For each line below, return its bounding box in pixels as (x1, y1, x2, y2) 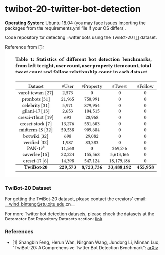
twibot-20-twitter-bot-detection (5, 3, 141, 15)
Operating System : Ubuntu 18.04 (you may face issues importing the (5, 20, 146, 26)
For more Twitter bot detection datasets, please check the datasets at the (5, 211, 155, 217)
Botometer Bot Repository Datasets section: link (5, 216, 103, 222)
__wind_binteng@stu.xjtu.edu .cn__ (5, 201, 75, 207)
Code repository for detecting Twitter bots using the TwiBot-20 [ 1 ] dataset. (5, 35, 157, 40)
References (5, 228, 34, 235)
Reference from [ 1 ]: (5, 44, 44, 50)
